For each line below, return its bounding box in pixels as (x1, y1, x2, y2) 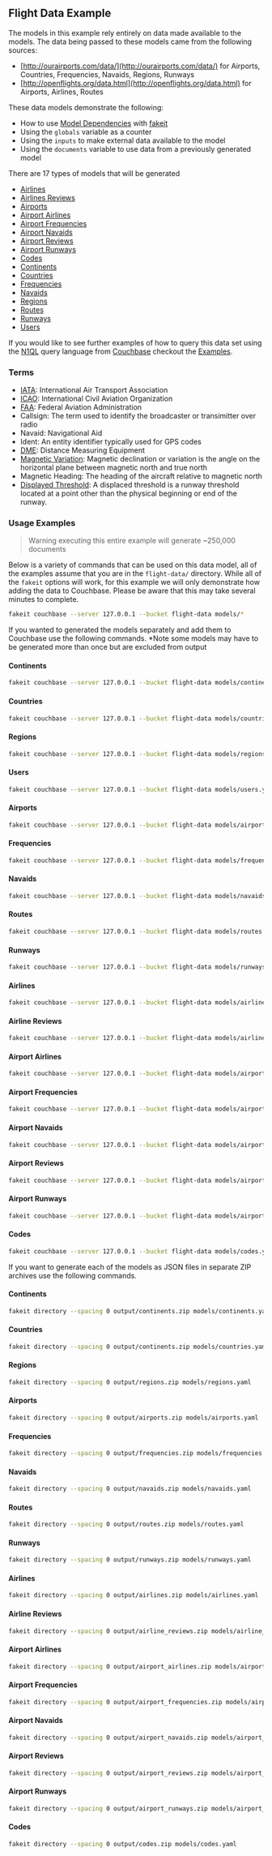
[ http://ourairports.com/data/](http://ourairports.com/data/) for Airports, (19, 61, 261, 71)
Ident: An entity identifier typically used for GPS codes (19, 437, 202, 447)
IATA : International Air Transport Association (19, 385, 168, 395)
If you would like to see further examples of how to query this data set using (8, 337, 262, 347)
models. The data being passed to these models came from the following (8, 37, 253, 46)
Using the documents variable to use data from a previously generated (19, 144, 252, 153)
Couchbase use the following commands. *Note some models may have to (8, 634, 259, 643)
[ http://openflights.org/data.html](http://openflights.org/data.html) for (19, 78, 253, 88)
